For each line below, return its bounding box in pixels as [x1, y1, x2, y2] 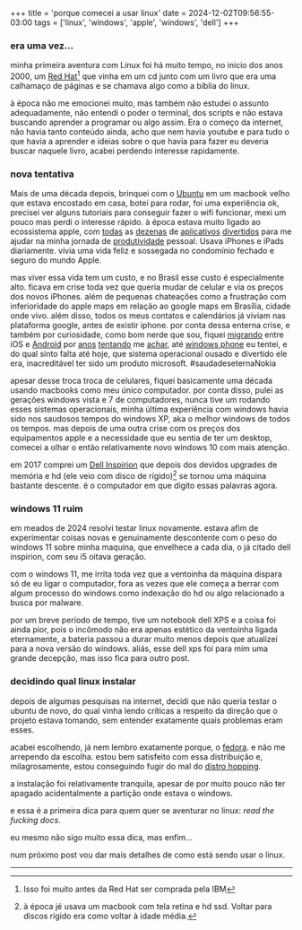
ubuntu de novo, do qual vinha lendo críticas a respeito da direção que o [10, 705, 279, 716]
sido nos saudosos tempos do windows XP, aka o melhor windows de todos [10, 413, 290, 424]
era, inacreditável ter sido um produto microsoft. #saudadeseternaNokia [10, 358, 277, 369]
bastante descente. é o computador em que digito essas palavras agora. [10, 480, 279, 491]
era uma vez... [10, 39, 74, 52]
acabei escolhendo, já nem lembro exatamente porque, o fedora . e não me [10, 742, 286, 752]
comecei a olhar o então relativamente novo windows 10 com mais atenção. [10, 442, 290, 453]
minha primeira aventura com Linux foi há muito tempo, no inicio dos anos [10, 60, 283, 71]
